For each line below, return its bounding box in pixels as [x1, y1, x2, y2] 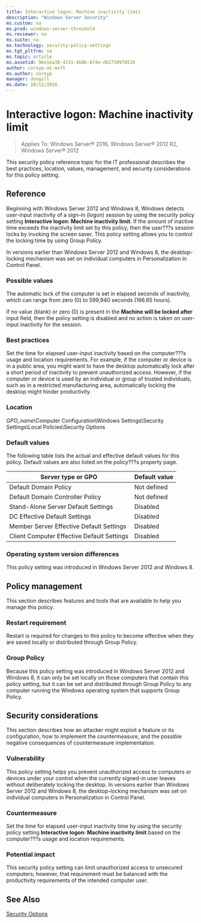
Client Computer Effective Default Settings [9, 532, 129, 540]
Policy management [6, 581, 83, 591]
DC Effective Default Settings [9, 512, 92, 520]
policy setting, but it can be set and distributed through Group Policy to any [6, 680, 192, 687]
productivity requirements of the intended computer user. [6, 877, 148, 884]
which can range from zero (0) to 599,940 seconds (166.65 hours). [6, 297, 172, 304]
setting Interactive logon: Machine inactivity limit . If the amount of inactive [6, 218, 194, 225]
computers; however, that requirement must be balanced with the [6, 871, 168, 878]
